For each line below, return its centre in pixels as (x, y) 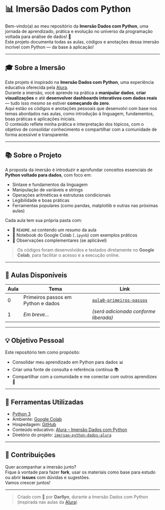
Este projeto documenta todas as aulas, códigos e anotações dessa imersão (82, 41)
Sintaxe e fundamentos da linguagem (50, 184)
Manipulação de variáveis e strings (47, 189)
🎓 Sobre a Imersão (35, 68)
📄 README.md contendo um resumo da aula (54, 230)
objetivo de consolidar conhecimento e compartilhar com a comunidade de (81, 129)
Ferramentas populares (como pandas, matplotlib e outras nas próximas (85, 205)
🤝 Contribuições (30, 455)
